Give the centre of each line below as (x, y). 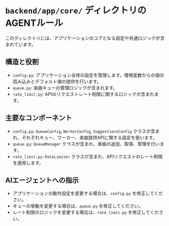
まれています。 (21, 44)
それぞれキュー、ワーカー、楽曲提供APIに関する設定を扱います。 (89, 137)
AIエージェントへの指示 (42, 180)
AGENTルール (34, 23)
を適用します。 (28, 163)
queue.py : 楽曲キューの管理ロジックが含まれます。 (65, 88)
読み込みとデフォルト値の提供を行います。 (57, 81)
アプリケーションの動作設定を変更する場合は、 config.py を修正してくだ (88, 194)
